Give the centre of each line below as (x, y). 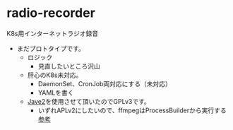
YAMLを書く (56, 93)
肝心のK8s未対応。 (55, 75)
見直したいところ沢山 (69, 66)
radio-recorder (51, 13)
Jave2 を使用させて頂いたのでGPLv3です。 (89, 101)
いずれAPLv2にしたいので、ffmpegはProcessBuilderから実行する (132, 110)
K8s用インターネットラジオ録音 (53, 33)
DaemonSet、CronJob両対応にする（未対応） (105, 83)
